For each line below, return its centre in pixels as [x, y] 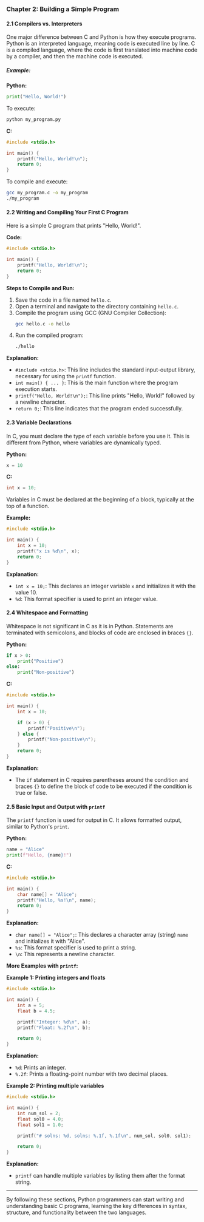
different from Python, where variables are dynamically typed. [84, 443]
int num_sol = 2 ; [39, 1113]
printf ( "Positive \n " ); [57, 728]
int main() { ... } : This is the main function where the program [97, 383]
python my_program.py [34, 119]
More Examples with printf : [42, 966]
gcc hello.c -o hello [42, 324]
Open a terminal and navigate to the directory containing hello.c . [97, 306]
